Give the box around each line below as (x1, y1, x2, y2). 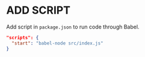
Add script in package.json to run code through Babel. (6, 23, 140, 30)
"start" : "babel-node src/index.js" (11, 40, 103, 46)
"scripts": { (6, 34, 39, 40)
